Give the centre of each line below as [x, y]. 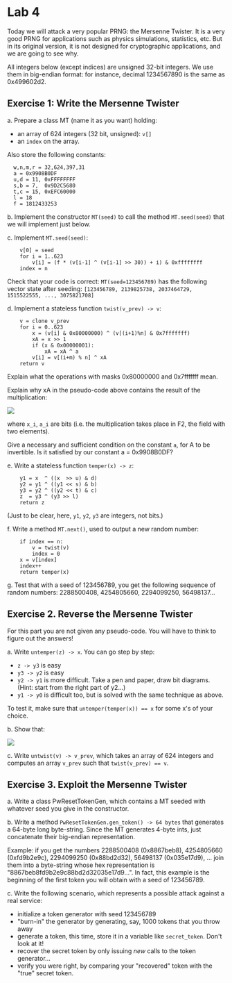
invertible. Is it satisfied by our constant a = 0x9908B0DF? [90, 452]
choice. [18, 716]
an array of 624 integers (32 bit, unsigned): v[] [84, 133]
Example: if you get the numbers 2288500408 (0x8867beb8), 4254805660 [115, 850]
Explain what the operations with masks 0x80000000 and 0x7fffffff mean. [113, 377]
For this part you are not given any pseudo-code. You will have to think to [112, 631]
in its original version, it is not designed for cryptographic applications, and [114, 46]
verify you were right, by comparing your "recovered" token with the [115, 966]
